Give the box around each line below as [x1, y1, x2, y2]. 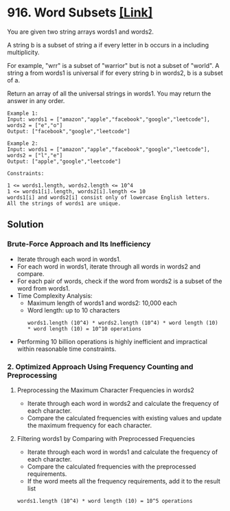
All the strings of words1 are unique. [7, 200, 122, 207]
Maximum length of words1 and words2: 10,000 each [27, 299, 177, 307]
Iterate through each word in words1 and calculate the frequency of [27, 448, 218, 456]
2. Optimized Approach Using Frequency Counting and [7, 362, 194, 372]
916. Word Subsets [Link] [7, 5, 153, 21]
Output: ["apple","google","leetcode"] [7, 158, 122, 165]
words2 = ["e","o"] [7, 122, 63, 128]
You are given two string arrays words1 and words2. [7, 27, 154, 36]
